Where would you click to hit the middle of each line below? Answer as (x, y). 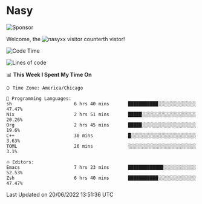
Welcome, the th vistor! (66, 39)
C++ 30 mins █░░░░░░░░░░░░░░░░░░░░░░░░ (101, 136)
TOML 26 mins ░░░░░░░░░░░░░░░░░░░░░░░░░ (101, 146)
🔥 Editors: (20, 162)
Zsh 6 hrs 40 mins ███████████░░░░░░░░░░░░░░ (101, 178)
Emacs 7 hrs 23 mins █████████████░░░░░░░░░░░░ (101, 167)
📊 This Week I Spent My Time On (49, 74)
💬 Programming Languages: (39, 98)
